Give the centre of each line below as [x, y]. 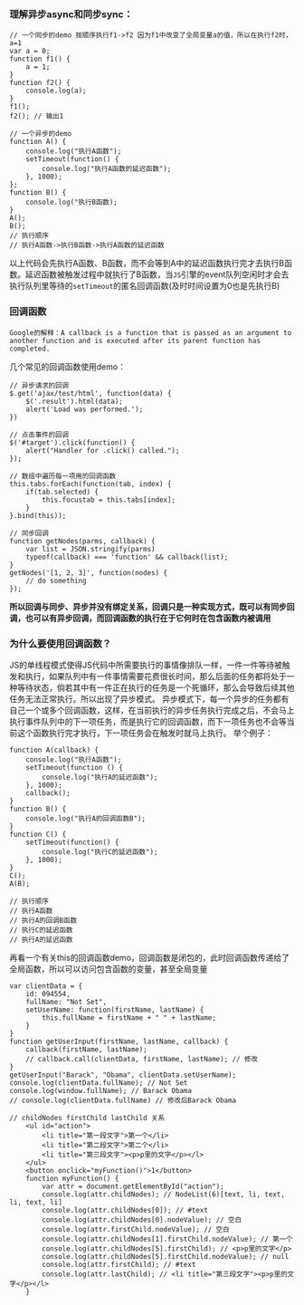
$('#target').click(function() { [72, 442]
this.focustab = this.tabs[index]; [109, 500]
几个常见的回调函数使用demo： [68, 366]
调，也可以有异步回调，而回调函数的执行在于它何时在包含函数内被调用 [140, 618]
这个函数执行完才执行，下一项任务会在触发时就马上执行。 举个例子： [145, 733]
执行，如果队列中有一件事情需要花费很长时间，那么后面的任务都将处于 [156, 676]
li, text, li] [36, 1202]
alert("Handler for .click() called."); [103, 450]
